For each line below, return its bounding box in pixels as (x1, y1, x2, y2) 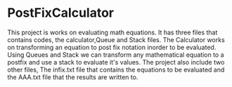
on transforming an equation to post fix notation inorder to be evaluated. (7, 43, 217, 51)
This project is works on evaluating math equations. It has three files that (7, 28, 218, 36)
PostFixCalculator (7, 5, 115, 21)
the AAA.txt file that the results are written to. (7, 72, 138, 81)
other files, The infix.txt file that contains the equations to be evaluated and (7, 65, 225, 74)
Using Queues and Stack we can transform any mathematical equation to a (7, 51, 224, 59)
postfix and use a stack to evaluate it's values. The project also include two (7, 58, 225, 66)
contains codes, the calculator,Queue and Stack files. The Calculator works (7, 35, 225, 43)
